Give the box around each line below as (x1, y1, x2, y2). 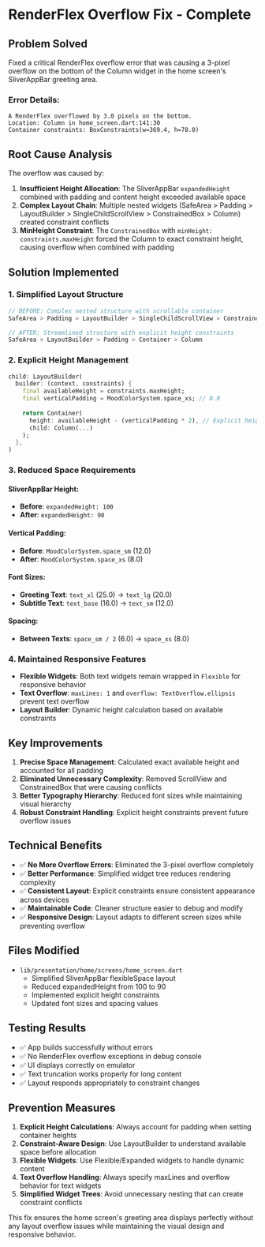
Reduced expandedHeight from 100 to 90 (31, 982, 166, 991)
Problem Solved (8, 37, 88, 51)
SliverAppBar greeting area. (8, 75, 99, 84)
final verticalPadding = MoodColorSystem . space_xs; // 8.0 (22, 395, 221, 403)
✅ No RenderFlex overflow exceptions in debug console (19, 1051, 203, 1061)
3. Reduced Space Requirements (8, 464, 136, 475)
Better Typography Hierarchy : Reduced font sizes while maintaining (19, 791, 243, 801)
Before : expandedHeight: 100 (19, 501, 114, 511)
